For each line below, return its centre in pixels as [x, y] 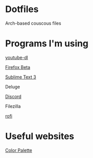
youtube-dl [17, 57]
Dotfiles [22, 9]
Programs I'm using [47, 44]
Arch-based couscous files [33, 23]
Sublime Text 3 [21, 77]
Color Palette [19, 150]
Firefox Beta [18, 67]
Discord [13, 96]
